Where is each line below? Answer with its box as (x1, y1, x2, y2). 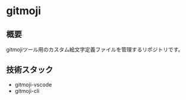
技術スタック (6, 65, 53, 75)
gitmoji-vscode (14, 81, 52, 88)
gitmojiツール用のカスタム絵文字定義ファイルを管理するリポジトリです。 (6, 46, 184, 53)
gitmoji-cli (14, 87, 40, 94)
